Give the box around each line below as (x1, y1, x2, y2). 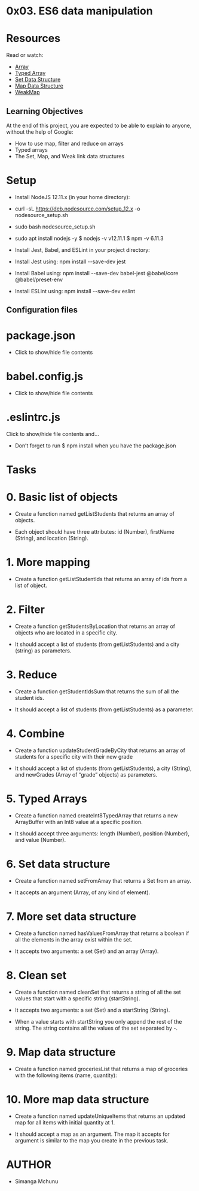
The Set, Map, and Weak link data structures (14, 152, 124, 160)
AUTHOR (6, 1157, 52, 1171)
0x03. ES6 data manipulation (6, 4, 154, 18)
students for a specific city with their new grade (14, 753, 133, 760)
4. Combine (6, 727, 65, 741)
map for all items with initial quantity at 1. (14, 1118, 115, 1126)
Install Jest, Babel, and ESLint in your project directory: (14, 246, 151, 253)
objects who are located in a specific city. (14, 629, 118, 636)
